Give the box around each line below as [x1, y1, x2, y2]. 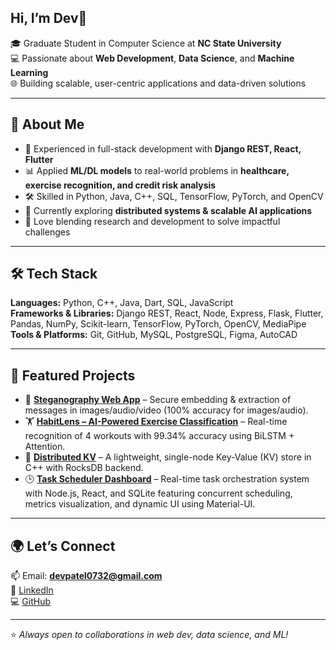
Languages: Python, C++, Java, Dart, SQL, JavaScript [10, 297, 234, 309]
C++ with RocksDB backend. [24, 462, 144, 474]
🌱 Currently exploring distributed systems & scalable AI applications [24, 204, 313, 216]
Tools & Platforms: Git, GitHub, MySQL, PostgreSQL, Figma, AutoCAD [10, 329, 298, 341]
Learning [10, 66, 49, 78]
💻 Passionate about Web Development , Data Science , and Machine [10, 52, 295, 64]
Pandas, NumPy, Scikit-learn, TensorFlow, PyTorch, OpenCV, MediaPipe [10, 318, 307, 330]
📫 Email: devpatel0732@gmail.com [10, 570, 163, 582]
